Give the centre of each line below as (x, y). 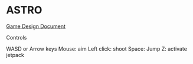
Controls (17, 37)
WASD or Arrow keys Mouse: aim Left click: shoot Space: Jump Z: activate (97, 49)
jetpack (15, 55)
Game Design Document (36, 26)
